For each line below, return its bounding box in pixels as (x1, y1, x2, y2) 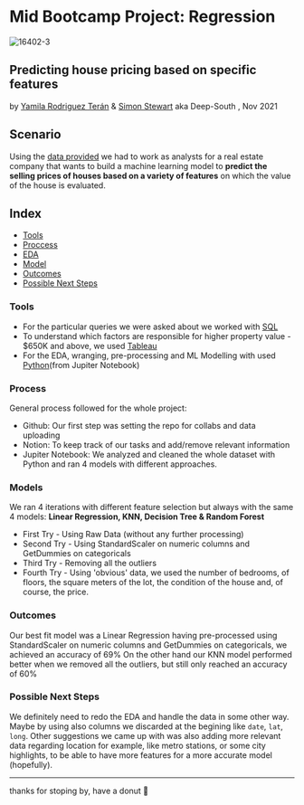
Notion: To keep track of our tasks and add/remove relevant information (22, 439, 290, 450)
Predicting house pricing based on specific (9, 62, 257, 78)
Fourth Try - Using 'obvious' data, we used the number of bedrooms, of (22, 567, 290, 578)
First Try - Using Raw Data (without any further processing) (22, 529, 244, 540)
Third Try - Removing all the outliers (22, 558, 157, 569)
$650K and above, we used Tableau (22, 340, 157, 351)
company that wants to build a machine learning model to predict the (9, 160, 268, 171)
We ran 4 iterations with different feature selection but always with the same (9, 502, 294, 513)
